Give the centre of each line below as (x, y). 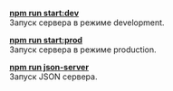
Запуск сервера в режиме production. (83, 50)
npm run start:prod (46, 40)
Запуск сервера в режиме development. (87, 23)
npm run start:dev (44, 13)
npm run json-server (49, 67)
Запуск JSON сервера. (53, 77)
